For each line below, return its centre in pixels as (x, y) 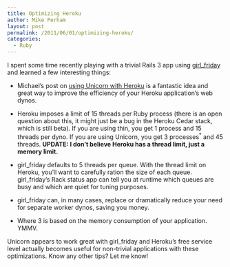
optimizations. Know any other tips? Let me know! (78, 256)
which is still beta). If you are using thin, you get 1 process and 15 (109, 128)
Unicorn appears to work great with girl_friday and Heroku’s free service (110, 241)
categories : (24, 39)
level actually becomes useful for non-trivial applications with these (103, 248)
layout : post (26, 26)
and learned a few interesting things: (59, 72)
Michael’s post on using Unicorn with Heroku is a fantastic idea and (113, 86)
